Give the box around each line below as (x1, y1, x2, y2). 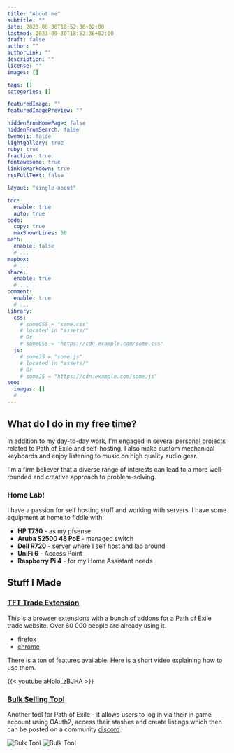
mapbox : (7, 255, 30, 262)
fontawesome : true (7, 159, 61, 166)
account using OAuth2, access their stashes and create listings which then (7, 717, 222, 726)
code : (7, 216, 23, 224)
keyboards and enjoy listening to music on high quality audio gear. (7, 451, 198, 460)
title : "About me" (7, 10, 61, 17)
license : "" (7, 62, 42, 69)
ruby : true (7, 146, 39, 153)
